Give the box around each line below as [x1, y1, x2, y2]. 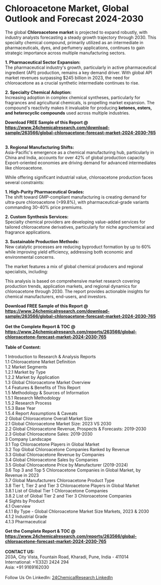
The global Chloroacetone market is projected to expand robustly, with [5, 29, 148, 35]
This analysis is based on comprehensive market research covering [5, 278, 140, 284]
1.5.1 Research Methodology [5, 395, 61, 401]
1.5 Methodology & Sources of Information [5, 389, 90, 396]
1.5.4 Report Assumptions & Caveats [5, 410, 78, 416]
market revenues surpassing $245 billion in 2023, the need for [5, 75, 130, 81]
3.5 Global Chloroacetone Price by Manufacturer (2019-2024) [5, 462, 129, 468]
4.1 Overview [5, 503, 31, 509]
